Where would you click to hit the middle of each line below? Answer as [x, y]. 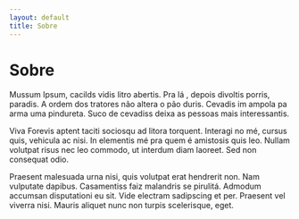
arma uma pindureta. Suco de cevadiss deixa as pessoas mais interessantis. [149, 114]
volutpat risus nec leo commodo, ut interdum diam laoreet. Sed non [133, 150]
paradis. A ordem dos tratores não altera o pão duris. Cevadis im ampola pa [148, 105]
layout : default [39, 17]
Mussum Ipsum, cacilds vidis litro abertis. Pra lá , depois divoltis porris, [140, 95]
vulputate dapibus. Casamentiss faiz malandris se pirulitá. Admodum [135, 186]
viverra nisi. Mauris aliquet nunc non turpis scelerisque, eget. [122, 206]
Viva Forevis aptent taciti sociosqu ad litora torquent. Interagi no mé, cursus [148, 131]
